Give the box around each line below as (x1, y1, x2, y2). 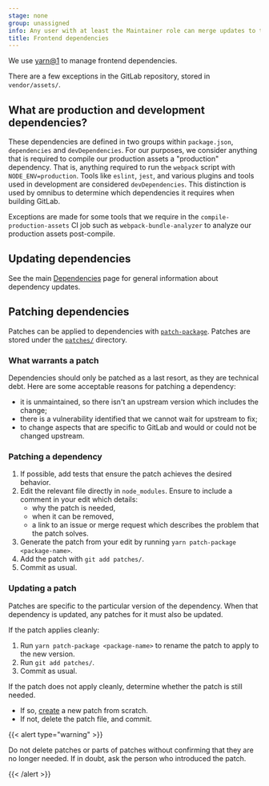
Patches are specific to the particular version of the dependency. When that (8, 601, 259, 611)
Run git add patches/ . (19, 657, 94, 667)
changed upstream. (19, 431, 85, 440)
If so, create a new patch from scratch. (19, 705, 148, 715)
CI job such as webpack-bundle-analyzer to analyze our (70, 221, 252, 231)
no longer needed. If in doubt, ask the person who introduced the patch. (8, 753, 247, 763)
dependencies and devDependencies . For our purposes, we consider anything (8, 146, 258, 155)
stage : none (8, 11, 48, 20)
